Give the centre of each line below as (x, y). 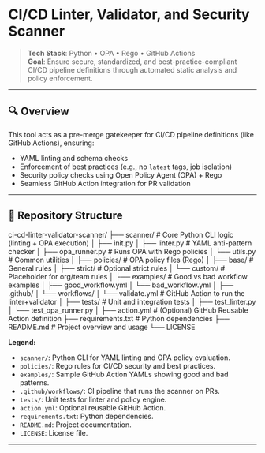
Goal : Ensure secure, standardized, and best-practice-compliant (132, 62)
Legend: (22, 342)
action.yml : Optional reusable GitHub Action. (93, 407)
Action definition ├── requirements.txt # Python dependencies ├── (119, 318)
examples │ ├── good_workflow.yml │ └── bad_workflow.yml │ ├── (121, 285)
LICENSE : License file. (54, 432)
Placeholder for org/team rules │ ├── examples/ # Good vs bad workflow (128, 276)
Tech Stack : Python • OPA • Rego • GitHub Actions (111, 53)
